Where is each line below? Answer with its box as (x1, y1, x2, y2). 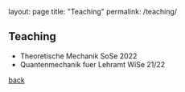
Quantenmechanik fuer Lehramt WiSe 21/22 (19, 59, 166, 69)
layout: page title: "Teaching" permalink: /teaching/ (8, 7, 178, 16)
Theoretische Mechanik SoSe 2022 (19, 51, 138, 61)
